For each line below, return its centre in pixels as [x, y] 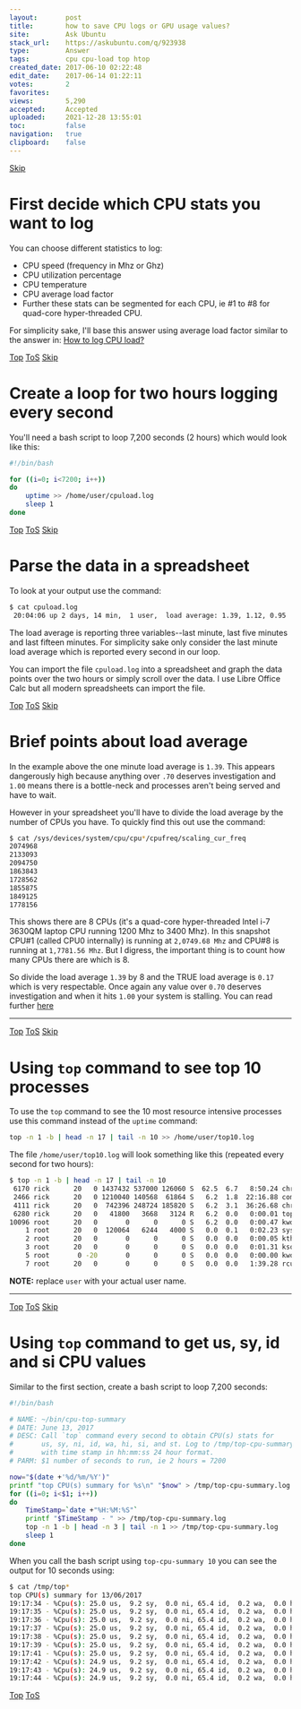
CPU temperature [55, 284]
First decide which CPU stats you [135, 204]
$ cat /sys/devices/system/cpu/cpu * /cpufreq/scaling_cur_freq [128, 838]
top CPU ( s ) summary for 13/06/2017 [76, 1595]
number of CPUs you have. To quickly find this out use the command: [138, 821]
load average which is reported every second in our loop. [115, 651]
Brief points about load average [129, 741]
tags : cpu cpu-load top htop [80, 59]
